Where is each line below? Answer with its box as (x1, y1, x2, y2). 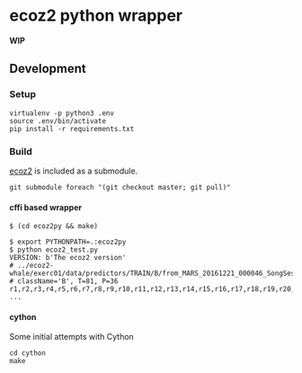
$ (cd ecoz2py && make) (9, 222, 99, 231)
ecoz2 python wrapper (9, 5, 182, 26)
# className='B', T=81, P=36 (9, 277, 119, 286)
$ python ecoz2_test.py (9, 245, 99, 254)
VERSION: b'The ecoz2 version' (9, 253, 127, 262)
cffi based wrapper (9, 201, 83, 212)
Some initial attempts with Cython (9, 332, 135, 342)
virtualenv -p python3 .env (9, 109, 115, 118)
